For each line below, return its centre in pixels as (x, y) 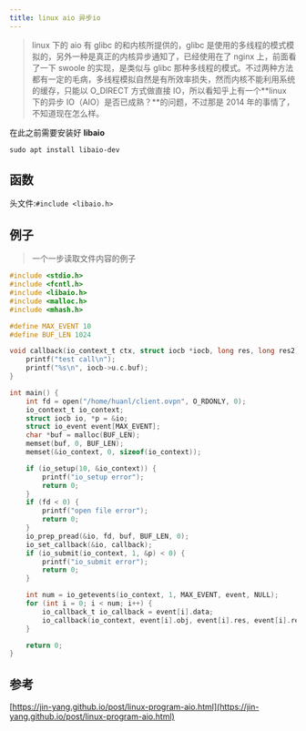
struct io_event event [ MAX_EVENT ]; (93, 427)
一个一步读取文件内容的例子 (84, 259)
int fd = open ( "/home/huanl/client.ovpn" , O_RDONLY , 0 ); (136, 401)
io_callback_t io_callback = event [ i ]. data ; (128, 612)
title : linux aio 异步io (55, 18)
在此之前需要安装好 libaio (57, 132)
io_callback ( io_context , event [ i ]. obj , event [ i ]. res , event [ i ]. (167, 620)
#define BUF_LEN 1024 (51, 335)
